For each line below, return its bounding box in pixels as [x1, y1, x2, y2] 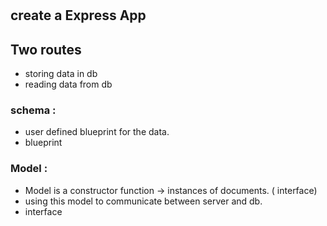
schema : [10, 103, 57, 117]
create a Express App [10, 7, 147, 24]
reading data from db [24, 78, 113, 90]
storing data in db [24, 68, 98, 79]
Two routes [10, 41, 82, 58]
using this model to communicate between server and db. [24, 195, 263, 207]
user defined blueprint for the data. [24, 126, 170, 138]
